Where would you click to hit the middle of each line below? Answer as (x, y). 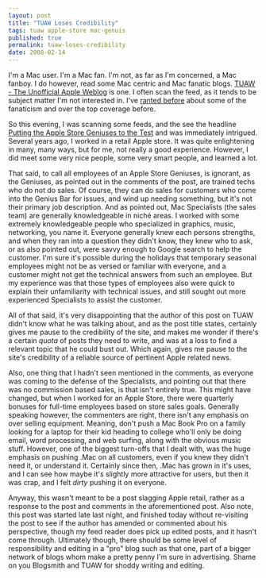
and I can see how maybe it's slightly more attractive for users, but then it (128, 474)
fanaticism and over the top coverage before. (82, 109)
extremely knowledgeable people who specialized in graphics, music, (122, 224)
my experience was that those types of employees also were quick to (122, 283)
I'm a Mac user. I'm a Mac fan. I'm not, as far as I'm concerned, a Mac (122, 75)
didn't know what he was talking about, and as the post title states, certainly (133, 324)
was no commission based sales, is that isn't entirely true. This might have (130, 389)
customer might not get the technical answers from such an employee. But (130, 274)
